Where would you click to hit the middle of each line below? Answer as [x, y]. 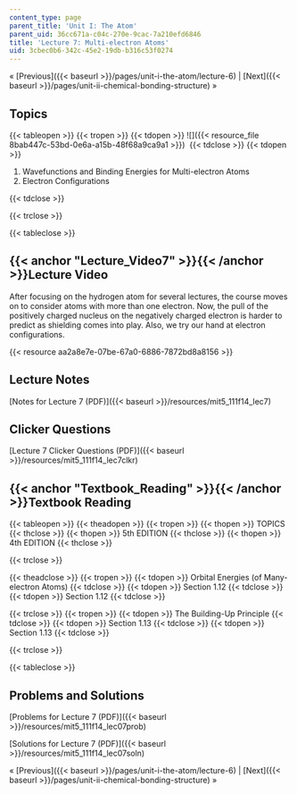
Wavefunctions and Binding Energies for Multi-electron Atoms [136, 171]
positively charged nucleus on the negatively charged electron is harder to [146, 315]
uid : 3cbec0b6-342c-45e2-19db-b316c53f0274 [91, 51]
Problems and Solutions [77, 695]
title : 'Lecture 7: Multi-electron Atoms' [89, 42]
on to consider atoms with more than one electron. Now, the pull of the [139, 305]
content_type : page [45, 17]
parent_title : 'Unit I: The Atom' [74, 26]
